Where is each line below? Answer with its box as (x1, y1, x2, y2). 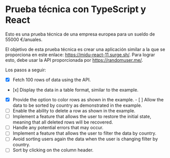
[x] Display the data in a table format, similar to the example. (12, 87, 139, 93)
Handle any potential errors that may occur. (12, 125, 104, 131)
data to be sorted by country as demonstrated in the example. (12, 102, 142, 108)
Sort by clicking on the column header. (12, 147, 94, 153)
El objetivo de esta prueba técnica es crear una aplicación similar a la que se (5, 46, 165, 52)
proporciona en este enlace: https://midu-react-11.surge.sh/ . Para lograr (5, 52, 155, 58)
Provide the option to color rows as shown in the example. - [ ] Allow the (12, 97, 164, 102)
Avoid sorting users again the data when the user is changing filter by (12, 136, 158, 142)
